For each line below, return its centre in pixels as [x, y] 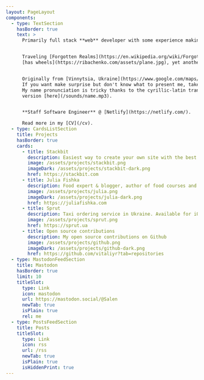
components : [21, 18]
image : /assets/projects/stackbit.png [77, 163]
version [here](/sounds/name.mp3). [67, 96]
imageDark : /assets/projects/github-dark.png [86, 248]
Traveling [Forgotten [49, 57]
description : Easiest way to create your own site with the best [112, 157]
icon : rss [34, 345]
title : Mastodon [37, 265]
